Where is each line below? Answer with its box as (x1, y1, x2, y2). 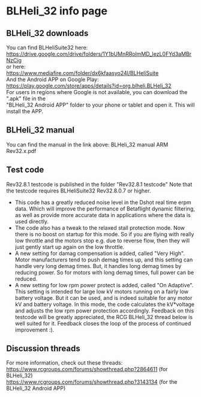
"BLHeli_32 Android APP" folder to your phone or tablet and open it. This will (6, 101, 195, 109)
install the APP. (6, 108, 44, 115)
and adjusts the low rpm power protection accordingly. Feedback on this (14, 307, 194, 314)
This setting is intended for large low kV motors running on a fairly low (14, 288, 189, 295)
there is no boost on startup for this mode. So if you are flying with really (14, 230, 194, 237)
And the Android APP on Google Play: (6, 76, 99, 83)
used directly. (14, 218, 49, 225)
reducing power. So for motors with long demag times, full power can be (14, 269, 194, 276)
